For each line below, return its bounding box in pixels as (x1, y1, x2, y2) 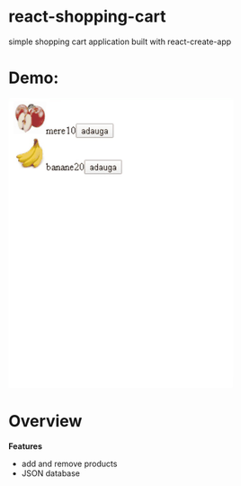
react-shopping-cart (8, 6, 166, 27)
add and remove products (21, 458, 118, 469)
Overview (8, 411, 83, 432)
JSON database (21, 467, 81, 479)
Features (8, 440, 42, 452)
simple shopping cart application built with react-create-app (8, 36, 232, 47)
